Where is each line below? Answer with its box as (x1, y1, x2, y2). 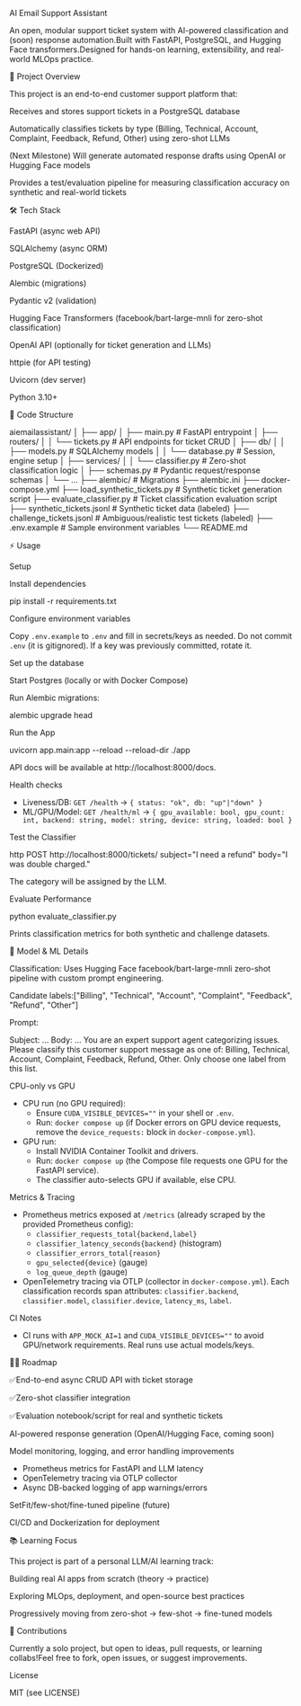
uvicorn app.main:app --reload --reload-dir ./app (9, 745, 190, 755)
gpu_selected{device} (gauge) (35, 1257, 148, 1267)
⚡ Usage (9, 540, 41, 551)
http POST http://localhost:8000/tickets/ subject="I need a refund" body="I (9, 849, 288, 859)
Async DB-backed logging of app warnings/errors (22, 1482, 208, 1493)
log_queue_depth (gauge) (35, 1266, 128, 1277)
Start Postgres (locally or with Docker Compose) (9, 675, 189, 686)
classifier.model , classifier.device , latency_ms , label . (22, 1295, 232, 1306)
